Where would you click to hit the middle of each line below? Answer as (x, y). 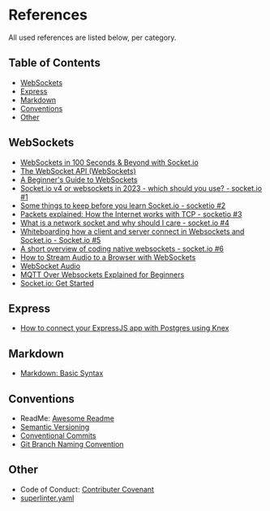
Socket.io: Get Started (57, 283)
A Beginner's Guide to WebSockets (79, 180)
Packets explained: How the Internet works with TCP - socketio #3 (131, 214)
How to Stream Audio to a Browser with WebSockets (108, 257)
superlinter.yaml (47, 498)
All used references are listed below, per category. (92, 37)
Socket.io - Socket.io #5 (60, 240)
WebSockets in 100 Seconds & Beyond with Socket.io (109, 162)
